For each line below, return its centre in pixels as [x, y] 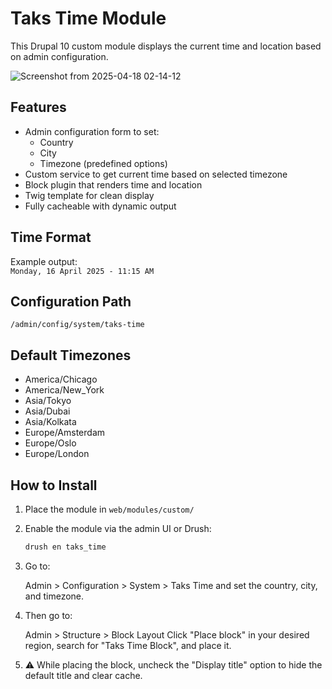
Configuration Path [71, 301]
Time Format [51, 237]
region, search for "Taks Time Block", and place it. [128, 645]
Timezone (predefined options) [103, 163]
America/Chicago [61, 379]
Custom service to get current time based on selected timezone [156, 174]
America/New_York [64, 390]
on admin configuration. [59, 56]
